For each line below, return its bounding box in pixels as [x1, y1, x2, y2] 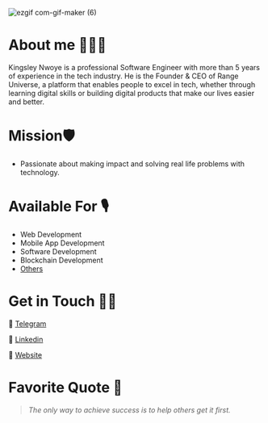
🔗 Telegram [8, 319, 47, 329]
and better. [8, 97, 44, 107]
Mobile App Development [19, 238, 105, 248]
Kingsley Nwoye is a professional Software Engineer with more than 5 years [8, 62, 261, 72]
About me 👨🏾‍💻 [8, 36, 107, 54]
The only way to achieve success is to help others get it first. [27, 404, 232, 415]
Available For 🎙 [8, 198, 109, 216]
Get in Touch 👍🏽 [8, 292, 117, 310]
